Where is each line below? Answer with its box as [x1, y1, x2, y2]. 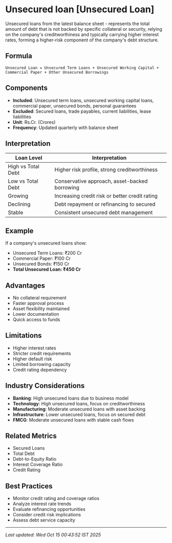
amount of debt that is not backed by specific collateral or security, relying [5, 26, 162, 32]
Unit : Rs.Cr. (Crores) [12, 119, 56, 125]
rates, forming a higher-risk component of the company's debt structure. [5, 37, 159, 43]
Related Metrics [5, 431, 57, 441]
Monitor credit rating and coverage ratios [12, 495, 100, 502]
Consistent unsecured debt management [54, 209, 153, 216]
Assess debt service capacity [12, 517, 76, 523]
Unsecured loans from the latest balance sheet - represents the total [5, 20, 150, 27]
